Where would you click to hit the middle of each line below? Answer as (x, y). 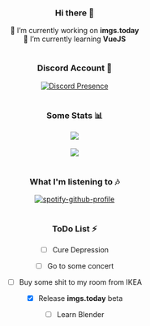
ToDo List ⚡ (75, 229)
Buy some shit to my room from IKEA (81, 282)
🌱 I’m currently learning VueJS (75, 39)
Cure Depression (81, 249)
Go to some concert (81, 265)
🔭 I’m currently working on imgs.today (75, 31)
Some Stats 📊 (75, 116)
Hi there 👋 (75, 13)
